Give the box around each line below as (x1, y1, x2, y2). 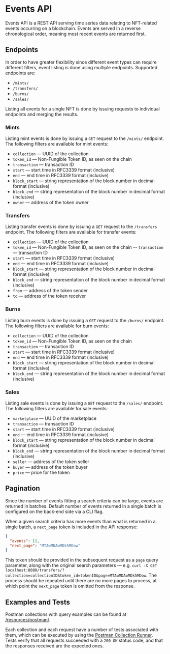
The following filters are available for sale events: (5, 405, 108, 411)
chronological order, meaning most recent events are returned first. (5, 31, 146, 37)
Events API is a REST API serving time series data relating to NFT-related (5, 20, 157, 26)
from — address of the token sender (12, 288, 88, 294)
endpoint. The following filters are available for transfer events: (5, 229, 137, 235)
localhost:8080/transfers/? (5, 568, 65, 573)
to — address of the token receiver (12, 293, 86, 299)
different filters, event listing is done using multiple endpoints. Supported (5, 64, 158, 70)
